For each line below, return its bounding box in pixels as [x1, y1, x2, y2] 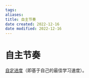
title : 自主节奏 [5, 17, 36, 22]
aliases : [5, 12, 24, 17]
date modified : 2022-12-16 [5, 26, 62, 31]
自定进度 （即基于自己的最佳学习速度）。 [5, 67, 87, 73]
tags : [5, 7, 17, 13]
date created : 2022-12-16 [5, 21, 59, 27]
